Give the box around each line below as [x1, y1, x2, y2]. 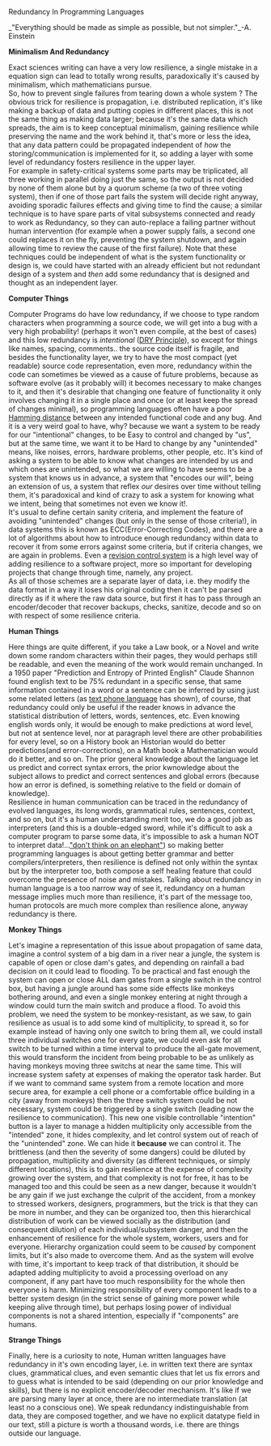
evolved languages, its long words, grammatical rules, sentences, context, [8, 806, 256, 815]
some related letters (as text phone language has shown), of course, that [8, 694, 251, 704]
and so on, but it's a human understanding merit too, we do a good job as [8, 815, 253, 824]
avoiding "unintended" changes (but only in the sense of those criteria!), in [8, 516, 257, 525]
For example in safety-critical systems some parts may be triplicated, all [8, 166, 248, 175]
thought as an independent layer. [8, 278, 119, 287]
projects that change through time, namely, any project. [8, 567, 193, 577]
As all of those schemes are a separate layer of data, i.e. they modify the [8, 576, 251, 586]
